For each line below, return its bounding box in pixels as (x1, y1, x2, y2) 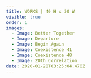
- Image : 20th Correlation (11, 57, 77, 63)
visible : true (6, 14, 41, 20)
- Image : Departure (11, 36, 59, 42)
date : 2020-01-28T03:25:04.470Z (6, 63, 85, 69)
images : (6, 25, 25, 31)
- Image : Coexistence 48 (11, 52, 72, 58)
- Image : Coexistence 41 (11, 47, 72, 53)
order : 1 (6, 19, 28, 25)
